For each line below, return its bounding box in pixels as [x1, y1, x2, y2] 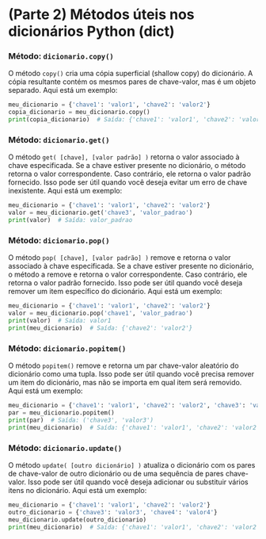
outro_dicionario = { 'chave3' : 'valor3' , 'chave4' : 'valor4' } [8, 508, 218, 516]
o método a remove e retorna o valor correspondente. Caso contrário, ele [8, 269, 248, 279]
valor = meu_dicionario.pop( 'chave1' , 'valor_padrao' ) [8, 309, 193, 318]
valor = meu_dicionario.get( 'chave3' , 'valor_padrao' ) [8, 208, 193, 217]
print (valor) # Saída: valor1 [8, 317, 112, 325]
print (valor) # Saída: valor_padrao [8, 216, 133, 224]
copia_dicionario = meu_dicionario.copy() [8, 109, 150, 117]
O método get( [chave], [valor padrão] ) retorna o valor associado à [8, 152, 240, 162]
